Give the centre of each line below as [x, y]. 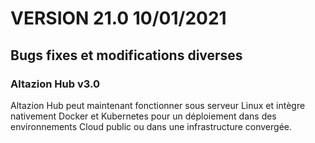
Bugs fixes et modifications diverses [126, 55]
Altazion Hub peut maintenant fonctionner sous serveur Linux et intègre [158, 105]
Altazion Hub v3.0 [55, 84]
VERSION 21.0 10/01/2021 [118, 18]
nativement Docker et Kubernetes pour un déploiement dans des [143, 116]
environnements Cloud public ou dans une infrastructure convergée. [151, 126]
